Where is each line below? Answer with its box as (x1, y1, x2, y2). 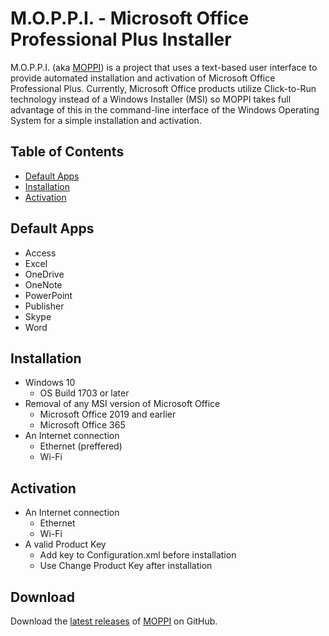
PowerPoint (24, 289, 73, 301)
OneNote (24, 278, 63, 291)
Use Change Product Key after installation (39, 560, 213, 572)
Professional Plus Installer (10, 28, 232, 51)
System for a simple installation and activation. (10, 114, 202, 126)
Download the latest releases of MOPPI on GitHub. (10, 615, 218, 627)
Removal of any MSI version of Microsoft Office (24, 398, 221, 410)
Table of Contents (10, 143, 125, 161)
